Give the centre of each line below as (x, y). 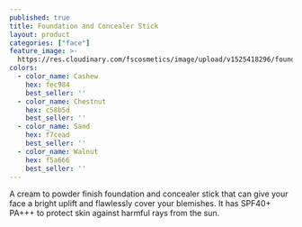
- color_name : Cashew (58, 77)
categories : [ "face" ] (50, 43)
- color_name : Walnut (58, 151)
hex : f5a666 (48, 160)
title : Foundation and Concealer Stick (84, 26)
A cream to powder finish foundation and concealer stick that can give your (149, 194)
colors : (24, 68)
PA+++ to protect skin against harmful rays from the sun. (115, 213)
